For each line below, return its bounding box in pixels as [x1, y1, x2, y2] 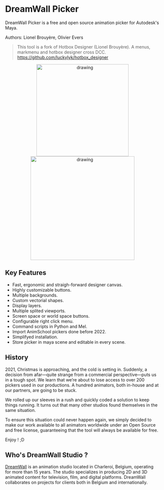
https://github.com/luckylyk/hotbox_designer [17, 54, 109, 60]
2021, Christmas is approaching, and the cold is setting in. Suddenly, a [5, 366, 147, 372]
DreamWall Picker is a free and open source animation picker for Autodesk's [5, 20, 160, 26]
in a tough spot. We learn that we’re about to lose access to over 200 [5, 377, 145, 382]
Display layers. [12, 302, 42, 308]
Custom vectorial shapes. [12, 297, 64, 303]
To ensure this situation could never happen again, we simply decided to [5, 416, 152, 423]
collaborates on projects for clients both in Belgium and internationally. [5, 480, 148, 486]
